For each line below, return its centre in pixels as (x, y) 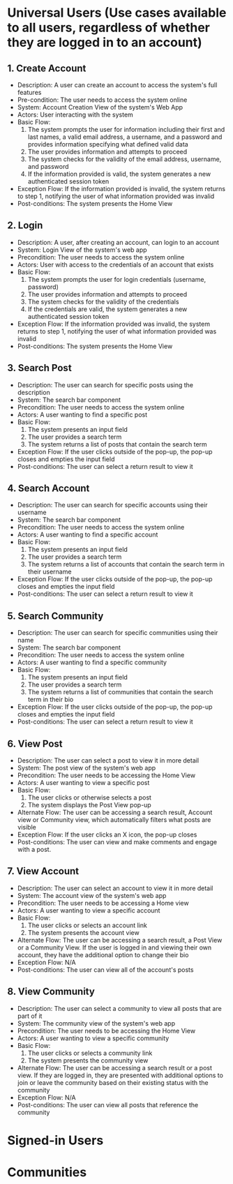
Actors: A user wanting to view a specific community (93, 1038)
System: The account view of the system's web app (92, 895)
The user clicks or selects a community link (90, 1053)
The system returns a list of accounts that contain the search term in (126, 564)
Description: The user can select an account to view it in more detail (115, 888)
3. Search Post (39, 368)
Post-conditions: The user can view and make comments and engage (117, 842)
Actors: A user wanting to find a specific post (82, 414)
